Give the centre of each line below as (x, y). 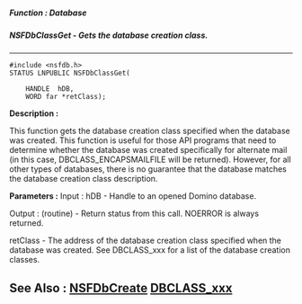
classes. (25, 260)
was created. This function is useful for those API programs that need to (143, 140)
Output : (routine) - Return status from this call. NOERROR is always (134, 214)
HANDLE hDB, (50, 89)
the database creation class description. (84, 179)
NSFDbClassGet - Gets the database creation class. (109, 35)
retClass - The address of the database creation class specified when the (145, 241)
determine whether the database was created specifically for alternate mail (148, 150)
